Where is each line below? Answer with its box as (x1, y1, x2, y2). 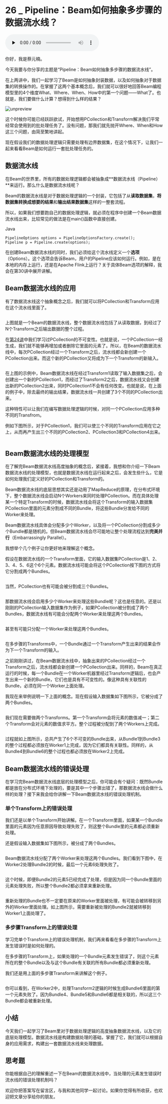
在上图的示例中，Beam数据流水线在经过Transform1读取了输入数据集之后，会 (5, 370, 162, 376)
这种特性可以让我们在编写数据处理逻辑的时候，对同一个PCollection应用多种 (5, 405, 160, 411)
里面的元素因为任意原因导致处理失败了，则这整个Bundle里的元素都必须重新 (5, 823, 160, 829)
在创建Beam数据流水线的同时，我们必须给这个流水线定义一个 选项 (5, 249, 140, 255)
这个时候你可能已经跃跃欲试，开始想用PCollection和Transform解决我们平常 (5, 116, 160, 122)
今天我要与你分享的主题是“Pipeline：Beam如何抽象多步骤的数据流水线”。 (5, 66, 156, 72)
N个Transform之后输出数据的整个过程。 (5, 325, 87, 331)
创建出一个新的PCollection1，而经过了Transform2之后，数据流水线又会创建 (5, 376, 159, 382)
